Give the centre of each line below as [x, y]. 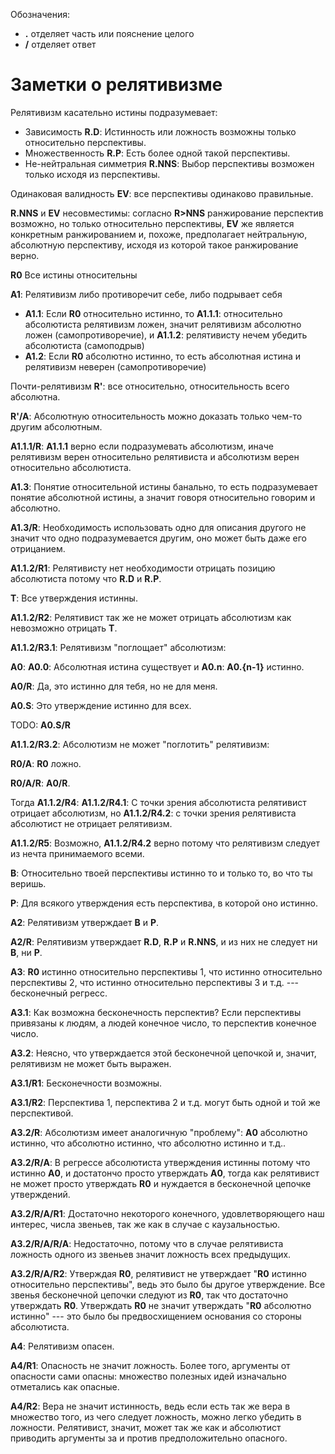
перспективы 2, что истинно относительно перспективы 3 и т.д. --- [155, 982]
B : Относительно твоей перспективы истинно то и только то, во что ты [161, 873]
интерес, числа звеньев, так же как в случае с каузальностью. [145, 1224]
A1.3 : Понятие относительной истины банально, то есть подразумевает [164, 486]
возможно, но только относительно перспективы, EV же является [152, 223]
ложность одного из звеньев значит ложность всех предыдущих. [151, 1254]
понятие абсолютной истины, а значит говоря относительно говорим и [163, 497]
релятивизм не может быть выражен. [91, 1063]
